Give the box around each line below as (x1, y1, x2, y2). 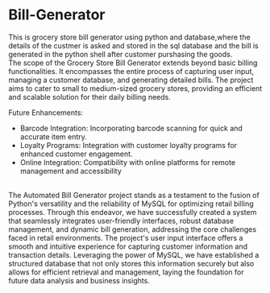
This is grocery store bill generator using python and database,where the (8, 32, 251, 42)
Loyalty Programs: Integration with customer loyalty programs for (19, 140, 238, 150)
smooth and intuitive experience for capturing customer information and (8, 241, 248, 251)
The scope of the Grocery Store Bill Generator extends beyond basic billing (8, 58, 258, 68)
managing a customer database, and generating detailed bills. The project (8, 75, 254, 85)
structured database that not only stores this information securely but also (8, 258, 255, 268)
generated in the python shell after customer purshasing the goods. (8, 49, 233, 59)
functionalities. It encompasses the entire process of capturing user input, (8, 66, 254, 76)
